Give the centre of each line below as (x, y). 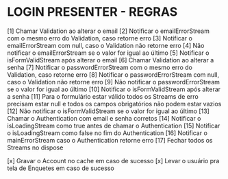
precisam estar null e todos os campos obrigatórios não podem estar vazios (114, 104)
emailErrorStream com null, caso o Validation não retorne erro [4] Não (106, 45)
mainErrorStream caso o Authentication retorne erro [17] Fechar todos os (110, 140)
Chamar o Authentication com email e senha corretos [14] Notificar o (104, 118)
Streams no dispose (35, 147)
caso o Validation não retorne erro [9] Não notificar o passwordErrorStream (114, 82)
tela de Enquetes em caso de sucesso (61, 168)
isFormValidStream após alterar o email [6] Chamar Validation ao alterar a (111, 60)
